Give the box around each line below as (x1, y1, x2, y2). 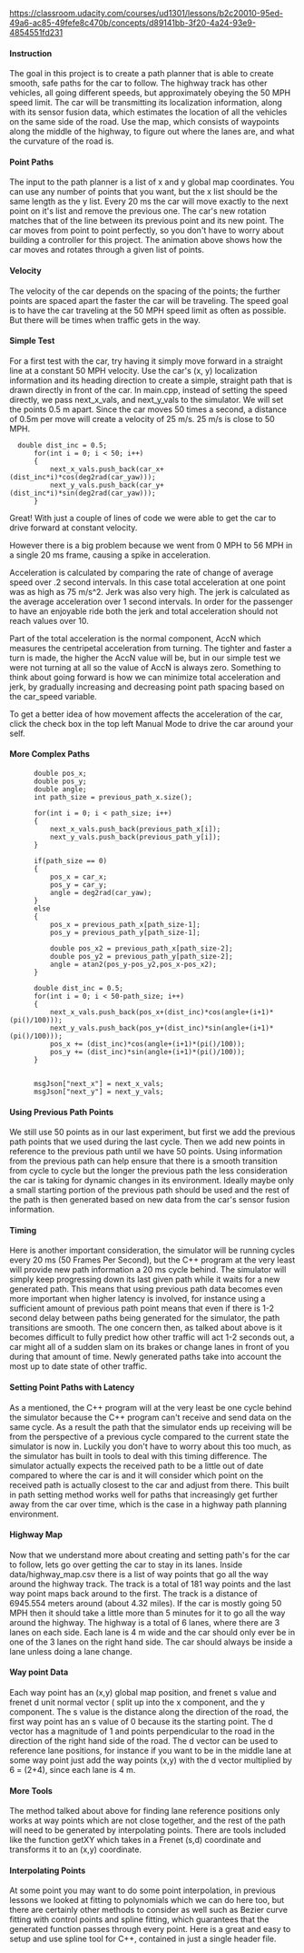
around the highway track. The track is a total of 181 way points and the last (9, 1578, 291, 1589)
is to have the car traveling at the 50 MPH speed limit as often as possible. (9, 305, 287, 316)
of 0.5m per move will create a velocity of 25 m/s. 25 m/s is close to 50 (9, 413, 275, 424)
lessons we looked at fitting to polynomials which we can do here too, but (9, 1895, 285, 1906)
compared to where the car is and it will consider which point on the (9, 1469, 264, 1481)
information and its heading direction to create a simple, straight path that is (9, 375, 293, 386)
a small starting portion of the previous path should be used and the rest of (9, 1184, 290, 1195)
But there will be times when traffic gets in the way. (9, 314, 201, 326)
